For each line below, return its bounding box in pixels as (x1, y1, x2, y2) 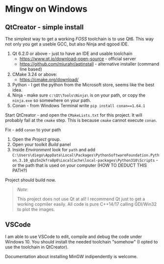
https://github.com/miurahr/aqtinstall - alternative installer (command (19, 61, 160, 67)
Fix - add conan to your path (5, 127, 61, 133)
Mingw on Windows (5, 3, 88, 15)
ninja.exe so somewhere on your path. (12, 97, 92, 103)
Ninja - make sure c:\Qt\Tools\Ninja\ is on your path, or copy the (12, 92, 146, 98)
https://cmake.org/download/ (19, 77, 79, 82)
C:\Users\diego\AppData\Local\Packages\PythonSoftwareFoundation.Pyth (12, 153, 160, 158)
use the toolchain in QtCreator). (5, 244, 69, 250)
